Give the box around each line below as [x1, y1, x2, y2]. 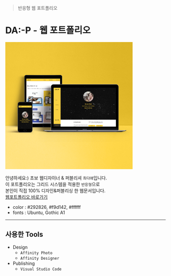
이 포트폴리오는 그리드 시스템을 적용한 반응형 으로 [5, 181, 100, 187]
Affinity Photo [20, 250, 52, 256]
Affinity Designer [20, 256, 60, 261]
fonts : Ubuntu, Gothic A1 [12, 209, 65, 216]
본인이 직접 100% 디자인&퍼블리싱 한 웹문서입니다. [5, 188, 106, 194]
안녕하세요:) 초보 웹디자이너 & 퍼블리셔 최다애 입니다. [5, 175, 107, 181]
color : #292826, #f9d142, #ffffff [12, 204, 81, 210]
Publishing [12, 260, 35, 266]
